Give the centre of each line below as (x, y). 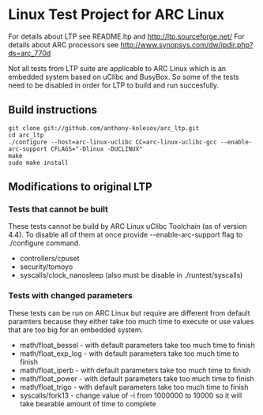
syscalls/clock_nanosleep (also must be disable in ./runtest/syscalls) (131, 275)
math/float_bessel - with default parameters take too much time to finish (137, 345)
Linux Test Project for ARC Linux (116, 15)
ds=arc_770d (30, 53)
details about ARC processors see (64, 44)
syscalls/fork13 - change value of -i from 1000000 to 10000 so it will (131, 395)
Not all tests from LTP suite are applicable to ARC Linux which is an (117, 68)
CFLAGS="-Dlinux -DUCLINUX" (97, 149)
